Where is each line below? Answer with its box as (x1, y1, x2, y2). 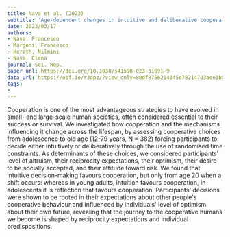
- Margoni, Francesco (7, 42, 69, 49)
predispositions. (7, 223, 53, 231)
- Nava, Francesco (7, 36, 60, 43)
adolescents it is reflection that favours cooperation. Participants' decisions (7, 186, 220, 194)
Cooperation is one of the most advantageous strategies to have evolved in (7, 106, 219, 114)
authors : (7, 29, 32, 36)
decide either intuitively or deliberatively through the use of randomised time (7, 142, 223, 150)
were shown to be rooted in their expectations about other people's (7, 193, 197, 201)
